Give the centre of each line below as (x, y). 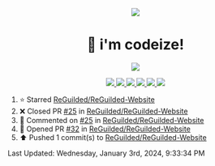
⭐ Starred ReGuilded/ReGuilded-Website (87, 99)
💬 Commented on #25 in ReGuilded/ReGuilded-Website (112, 120)
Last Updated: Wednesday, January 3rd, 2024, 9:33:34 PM (106, 153)
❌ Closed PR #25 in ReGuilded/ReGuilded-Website (103, 111)
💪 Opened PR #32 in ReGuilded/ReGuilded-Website (105, 129)
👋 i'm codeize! (135, 45)
